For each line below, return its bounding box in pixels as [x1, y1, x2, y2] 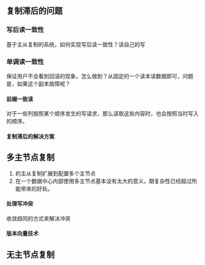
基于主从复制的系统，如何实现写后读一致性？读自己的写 [6, 40, 145, 48]
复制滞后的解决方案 [6, 132, 55, 140]
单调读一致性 [6, 57, 45, 66]
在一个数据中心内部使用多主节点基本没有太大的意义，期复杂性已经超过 [15, 177, 192, 184]
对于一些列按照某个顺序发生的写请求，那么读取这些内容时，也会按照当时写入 [6, 110, 199, 117]
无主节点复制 [6, 249, 55, 260]
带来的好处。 [20, 185, 53, 192]
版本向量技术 [6, 230, 38, 237]
